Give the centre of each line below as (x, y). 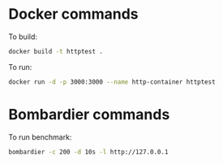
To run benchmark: (40, 137)
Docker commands (73, 14)
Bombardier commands (89, 114)
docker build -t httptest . (56, 51)
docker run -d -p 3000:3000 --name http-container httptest (112, 82)
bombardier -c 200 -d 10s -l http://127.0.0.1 (88, 152)
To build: (23, 37)
